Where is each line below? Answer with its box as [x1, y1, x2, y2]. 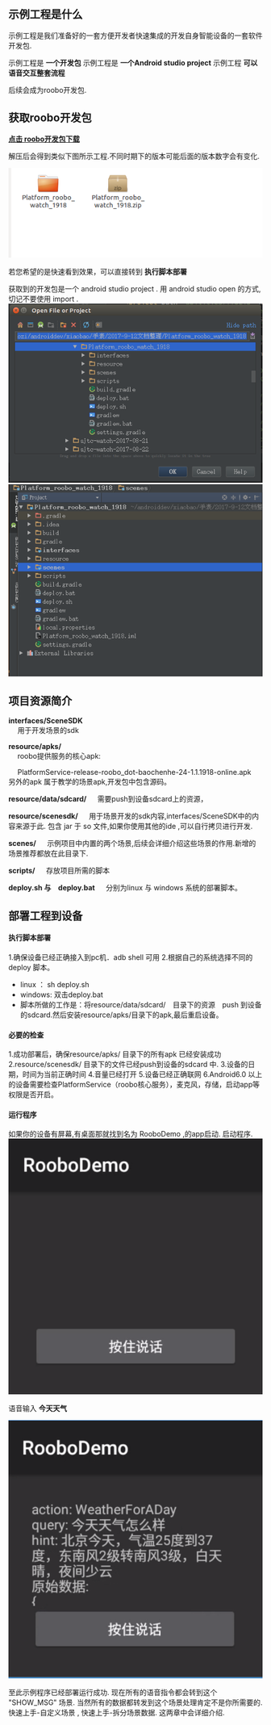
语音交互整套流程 [8, 68, 65, 77]
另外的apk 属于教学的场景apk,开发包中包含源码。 [8, 777, 172, 787]
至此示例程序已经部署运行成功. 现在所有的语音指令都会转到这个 [8, 1688, 218, 1698]
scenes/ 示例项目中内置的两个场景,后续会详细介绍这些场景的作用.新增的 [8, 839, 256, 848]
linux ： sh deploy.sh [19, 980, 90, 990]
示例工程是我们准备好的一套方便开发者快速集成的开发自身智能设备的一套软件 [8, 31, 263, 40]
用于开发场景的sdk [17, 726, 79, 735]
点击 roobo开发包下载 [8, 134, 81, 144]
